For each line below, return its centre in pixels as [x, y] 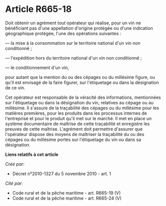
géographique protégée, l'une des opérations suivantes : [63, 33]
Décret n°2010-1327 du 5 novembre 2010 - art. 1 [62, 173]
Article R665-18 [39, 9]
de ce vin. [15, 87]
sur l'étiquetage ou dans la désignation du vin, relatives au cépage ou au [80, 102]
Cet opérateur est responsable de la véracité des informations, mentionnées [83, 97]
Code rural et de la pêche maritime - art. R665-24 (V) [67, 198]
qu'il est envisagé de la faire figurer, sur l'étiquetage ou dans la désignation [82, 82]
